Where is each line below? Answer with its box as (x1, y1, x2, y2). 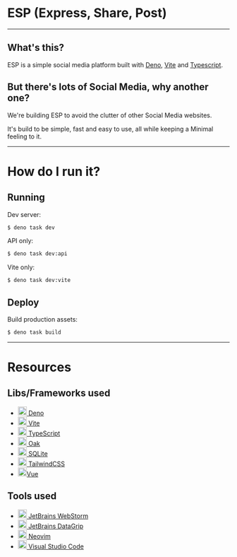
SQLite (28, 449, 48, 457)
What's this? (7, 42, 65, 54)
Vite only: (7, 263, 35, 271)
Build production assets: (7, 315, 78, 323)
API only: (7, 237, 34, 245)
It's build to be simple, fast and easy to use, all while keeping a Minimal (7, 124, 214, 133)
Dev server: (7, 210, 41, 218)
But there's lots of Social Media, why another (7, 81, 209, 93)
